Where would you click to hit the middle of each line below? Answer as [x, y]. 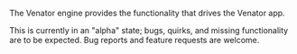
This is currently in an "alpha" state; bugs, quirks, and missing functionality [149, 30]
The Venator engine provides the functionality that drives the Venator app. [148, 13]
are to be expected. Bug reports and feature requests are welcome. [135, 40]
